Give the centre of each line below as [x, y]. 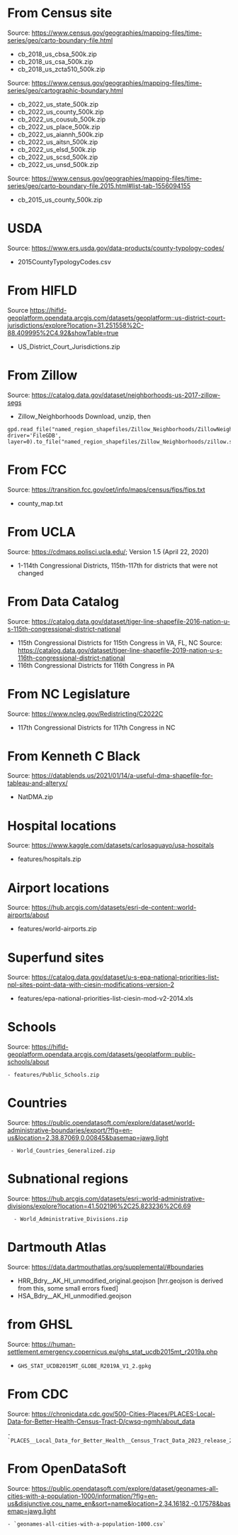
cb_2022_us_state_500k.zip [58, 104]
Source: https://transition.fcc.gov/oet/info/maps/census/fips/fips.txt [106, 489]
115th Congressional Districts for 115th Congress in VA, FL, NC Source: [120, 642]
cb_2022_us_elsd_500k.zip [57, 149]
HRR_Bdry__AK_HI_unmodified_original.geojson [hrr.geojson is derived [120, 1281]
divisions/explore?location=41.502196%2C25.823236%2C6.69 [99, 1206]
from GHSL [40, 1324]
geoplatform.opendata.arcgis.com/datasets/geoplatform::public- [102, 1054]
